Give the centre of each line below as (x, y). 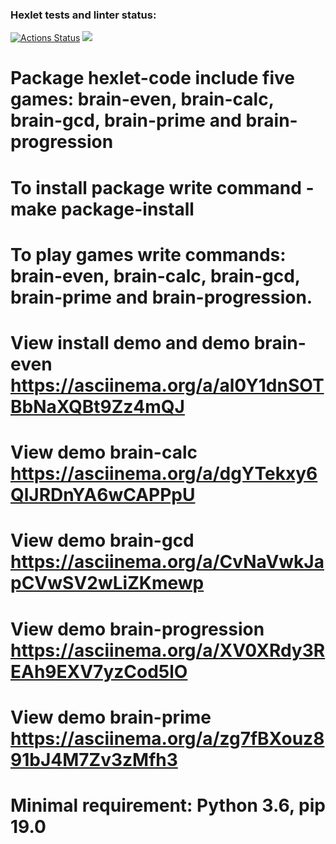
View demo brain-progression (137, 629)
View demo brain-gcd (102, 540)
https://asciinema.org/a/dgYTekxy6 (164, 474)
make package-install (102, 209)
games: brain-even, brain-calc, (142, 99)
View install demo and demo (130, 343)
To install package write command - (162, 187)
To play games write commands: (148, 254)
